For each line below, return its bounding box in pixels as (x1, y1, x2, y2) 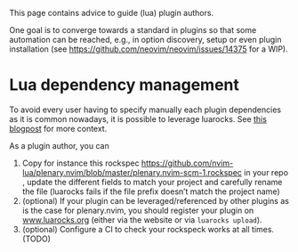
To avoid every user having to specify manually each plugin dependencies (9, 104, 282, 115)
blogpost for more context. (9, 123, 108, 134)
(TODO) (21, 233, 52, 244)
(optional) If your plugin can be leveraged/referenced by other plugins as (21, 195, 289, 206)
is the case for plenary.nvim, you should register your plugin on (21, 205, 254, 215)
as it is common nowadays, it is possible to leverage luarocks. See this (9, 113, 267, 124)
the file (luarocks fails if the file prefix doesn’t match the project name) (21, 186, 280, 197)
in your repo (244, 167, 289, 177)
